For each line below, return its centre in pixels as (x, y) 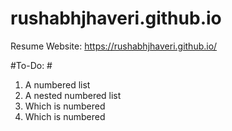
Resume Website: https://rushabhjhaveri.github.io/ (114, 46)
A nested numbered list (73, 95)
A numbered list (57, 84)
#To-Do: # (31, 65)
